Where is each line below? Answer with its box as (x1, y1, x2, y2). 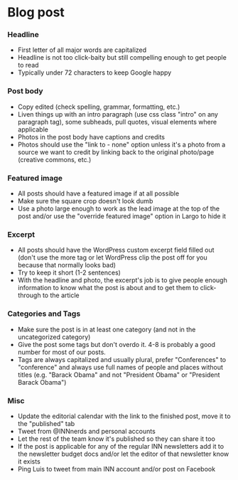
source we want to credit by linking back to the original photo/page (17, 147, 215, 156)
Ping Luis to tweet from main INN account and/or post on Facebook (17, 464, 215, 473)
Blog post (7, 4, 65, 21)
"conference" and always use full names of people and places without (17, 363, 224, 371)
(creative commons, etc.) (17, 155, 92, 164)
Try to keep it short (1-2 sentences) (17, 268, 121, 277)
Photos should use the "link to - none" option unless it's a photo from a (17, 140, 226, 149)
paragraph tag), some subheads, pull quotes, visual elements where (17, 117, 217, 126)
